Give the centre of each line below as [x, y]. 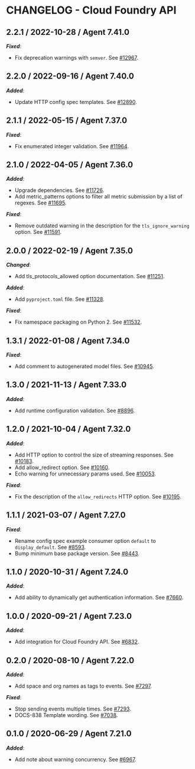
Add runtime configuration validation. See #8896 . [75, 410]
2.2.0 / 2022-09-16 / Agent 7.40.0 [70, 76]
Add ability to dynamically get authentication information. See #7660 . [99, 598]
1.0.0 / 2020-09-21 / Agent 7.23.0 [69, 616]
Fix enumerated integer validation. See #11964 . [71, 146]
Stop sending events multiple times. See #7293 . [73, 709]
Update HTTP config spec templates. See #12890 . [76, 102]
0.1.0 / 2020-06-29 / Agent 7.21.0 [69, 734]
